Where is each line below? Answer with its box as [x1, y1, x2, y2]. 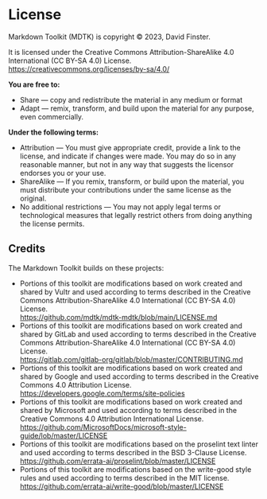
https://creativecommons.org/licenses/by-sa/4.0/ [8, 64, 170, 73]
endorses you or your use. [19, 168, 106, 177]
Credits [8, 242, 46, 255]
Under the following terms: [8, 127, 99, 137]
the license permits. [19, 219, 85, 228]
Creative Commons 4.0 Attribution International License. [19, 414, 204, 423]
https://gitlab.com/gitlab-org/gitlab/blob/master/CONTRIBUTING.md [19, 354, 244, 364]
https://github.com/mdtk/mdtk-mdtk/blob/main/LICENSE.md [19, 312, 218, 322]
